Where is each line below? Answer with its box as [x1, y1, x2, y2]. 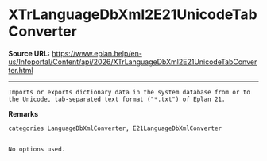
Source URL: [8, 48, 50, 58]
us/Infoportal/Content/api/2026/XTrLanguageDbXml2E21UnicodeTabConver [8, 57, 257, 67]
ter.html [8, 65, 33, 75]
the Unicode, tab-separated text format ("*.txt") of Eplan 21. [8, 95, 226, 103]
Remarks [8, 109, 39, 118]
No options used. [8, 145, 66, 153]
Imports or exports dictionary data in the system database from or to [8, 88, 250, 96]
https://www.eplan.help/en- [51, 48, 143, 58]
